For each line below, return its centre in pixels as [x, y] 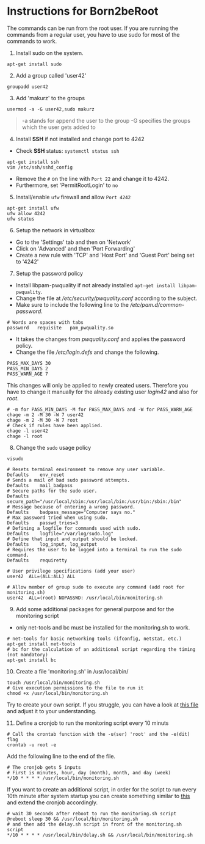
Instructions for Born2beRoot [83, 11]
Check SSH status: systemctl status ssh [67, 150]
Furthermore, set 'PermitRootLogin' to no [67, 185]
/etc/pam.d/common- [157, 304]
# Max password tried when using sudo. [58, 518]
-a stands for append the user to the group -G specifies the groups [106, 120]
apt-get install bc [32, 660]
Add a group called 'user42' [51, 75]
